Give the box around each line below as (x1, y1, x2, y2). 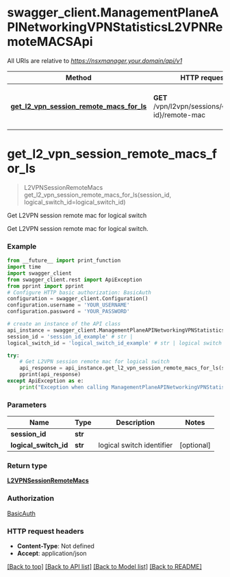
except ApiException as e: (7, 378, 84, 384)
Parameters (7, 400, 47, 409)
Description (116, 418, 155, 428)
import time (7, 264, 41, 271)
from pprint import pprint (7, 282, 84, 289)
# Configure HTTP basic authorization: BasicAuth (7, 289, 152, 296)
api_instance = (7, 327, 51, 334)
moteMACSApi (7, 34, 93, 49)
